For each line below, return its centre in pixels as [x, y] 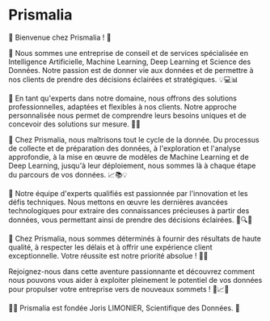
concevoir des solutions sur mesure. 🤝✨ [75, 124]
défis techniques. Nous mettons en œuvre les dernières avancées [118, 202]
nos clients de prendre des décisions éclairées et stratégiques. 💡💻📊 [123, 79]
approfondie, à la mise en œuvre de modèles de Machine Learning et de [129, 156]
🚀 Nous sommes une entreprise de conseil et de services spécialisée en [129, 53]
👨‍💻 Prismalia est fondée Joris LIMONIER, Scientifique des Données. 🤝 [124, 308]
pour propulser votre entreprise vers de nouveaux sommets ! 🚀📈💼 [119, 289]
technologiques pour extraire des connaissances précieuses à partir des [129, 210]
